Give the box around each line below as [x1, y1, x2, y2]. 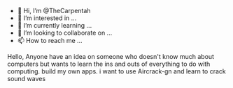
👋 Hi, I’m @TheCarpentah [17, 7, 91, 15]
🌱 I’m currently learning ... [17, 21, 92, 29]
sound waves [7, 75, 46, 82]
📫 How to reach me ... [17, 37, 83, 44]
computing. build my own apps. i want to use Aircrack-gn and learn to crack [7, 67, 226, 76]
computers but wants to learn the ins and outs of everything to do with [7, 60, 211, 68]
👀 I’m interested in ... [17, 14, 77, 22]
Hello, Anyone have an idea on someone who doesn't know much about [7, 53, 215, 60]
